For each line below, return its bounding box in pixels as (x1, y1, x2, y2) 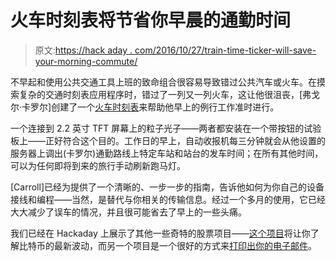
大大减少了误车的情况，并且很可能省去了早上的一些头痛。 (10, 206, 247, 218)
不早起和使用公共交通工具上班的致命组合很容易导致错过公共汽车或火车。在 (10, 76, 317, 88)
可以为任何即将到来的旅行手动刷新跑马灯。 (10, 159, 186, 171)
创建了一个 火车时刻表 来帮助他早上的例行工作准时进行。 (51, 101, 280, 113)
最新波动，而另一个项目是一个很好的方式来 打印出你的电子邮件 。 (53, 239, 317, 251)
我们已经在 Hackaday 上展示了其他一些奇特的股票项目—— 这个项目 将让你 (10, 227, 311, 239)
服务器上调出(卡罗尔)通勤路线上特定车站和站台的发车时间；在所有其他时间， (10, 147, 324, 159)
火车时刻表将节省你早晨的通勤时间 (10, 9, 292, 32)
